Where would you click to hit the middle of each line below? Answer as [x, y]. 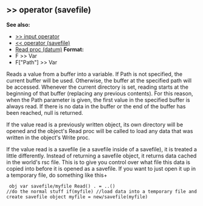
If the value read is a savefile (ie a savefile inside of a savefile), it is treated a [102, 149]
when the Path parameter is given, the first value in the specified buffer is [98, 100]
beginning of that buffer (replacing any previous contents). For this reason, [100, 93]
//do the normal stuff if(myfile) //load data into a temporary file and [102, 191]
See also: [18, 24]
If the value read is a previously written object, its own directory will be [95, 125]
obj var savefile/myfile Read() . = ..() [62, 186]
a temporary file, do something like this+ [57, 175]
